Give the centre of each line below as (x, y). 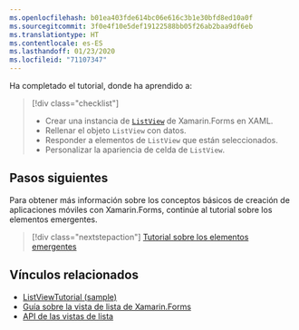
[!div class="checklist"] (75, 103)
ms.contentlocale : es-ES (56, 43)
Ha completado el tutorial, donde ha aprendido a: (101, 86)
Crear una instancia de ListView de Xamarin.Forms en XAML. (159, 121)
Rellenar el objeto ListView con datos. (116, 131)
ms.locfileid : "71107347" (58, 60)
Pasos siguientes (59, 178)
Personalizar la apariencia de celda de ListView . (135, 150)
